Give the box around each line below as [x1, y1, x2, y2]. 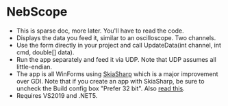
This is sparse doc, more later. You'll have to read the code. [16, 26, 184, 35]
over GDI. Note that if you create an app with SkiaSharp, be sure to [16, 77, 205, 85]
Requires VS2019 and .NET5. [16, 91, 98, 99]
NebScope [6, 4, 68, 20]
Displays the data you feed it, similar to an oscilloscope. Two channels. [16, 33, 216, 41]
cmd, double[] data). [16, 48, 75, 56]
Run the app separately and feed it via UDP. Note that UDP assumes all [16, 55, 216, 63]
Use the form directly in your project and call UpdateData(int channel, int [16, 41, 222, 49]
